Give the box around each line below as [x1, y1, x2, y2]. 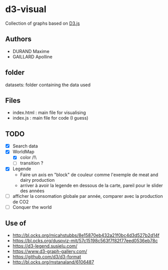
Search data [12, 143, 38, 149]
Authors [5, 35, 32, 43]
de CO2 [12, 198, 29, 205]
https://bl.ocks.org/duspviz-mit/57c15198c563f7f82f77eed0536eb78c [12, 238, 158, 244]
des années [20, 188, 44, 194]
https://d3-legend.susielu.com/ [12, 243, 78, 249]
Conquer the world [12, 204, 52, 210]
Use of [5, 219, 26, 228]
